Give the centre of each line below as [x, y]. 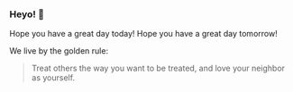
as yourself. [53, 78]
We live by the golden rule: [59, 51]
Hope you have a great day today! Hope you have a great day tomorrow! [143, 34]
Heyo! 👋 [27, 14]
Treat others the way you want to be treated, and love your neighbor [158, 68]
